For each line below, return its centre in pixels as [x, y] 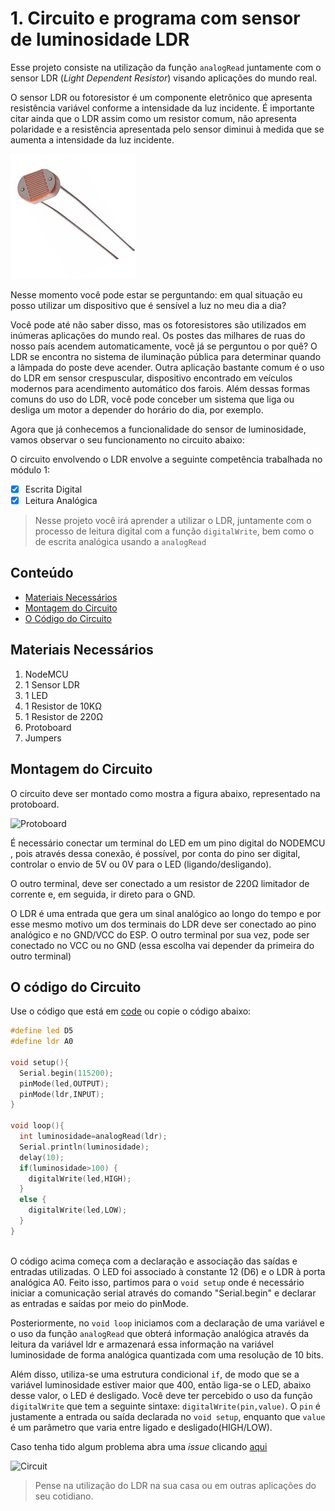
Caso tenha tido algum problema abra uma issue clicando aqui [139, 1446]
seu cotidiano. [64, 1496]
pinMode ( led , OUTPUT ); [64, 1083]
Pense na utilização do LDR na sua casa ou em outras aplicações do [175, 1485]
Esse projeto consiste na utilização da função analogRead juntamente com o [166, 67]
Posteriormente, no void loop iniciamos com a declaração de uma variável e [167, 1323]
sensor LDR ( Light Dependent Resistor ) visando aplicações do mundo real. [164, 78]
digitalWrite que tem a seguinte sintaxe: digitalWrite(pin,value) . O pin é [165, 1406]
